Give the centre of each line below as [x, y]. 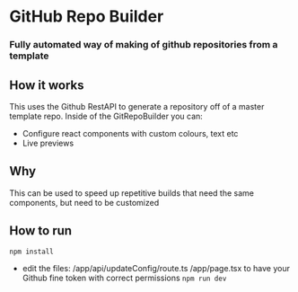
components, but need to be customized [84, 202]
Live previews [48, 143]
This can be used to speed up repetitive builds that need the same [131, 193]
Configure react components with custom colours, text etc [130, 133]
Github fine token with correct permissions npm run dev [124, 278]
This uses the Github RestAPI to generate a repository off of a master [137, 106]
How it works [47, 85]
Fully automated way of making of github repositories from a [144, 45]
